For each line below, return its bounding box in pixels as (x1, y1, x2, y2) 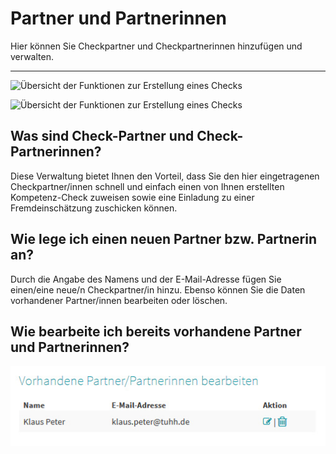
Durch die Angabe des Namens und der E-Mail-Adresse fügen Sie (10, 273, 282, 285)
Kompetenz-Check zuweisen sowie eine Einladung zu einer (10, 191, 255, 203)
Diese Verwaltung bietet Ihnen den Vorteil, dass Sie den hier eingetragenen (10, 170, 320, 182)
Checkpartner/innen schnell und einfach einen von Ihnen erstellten (10, 180, 285, 192)
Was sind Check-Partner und (10, 128, 195, 145)
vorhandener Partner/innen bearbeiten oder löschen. (10, 294, 228, 306)
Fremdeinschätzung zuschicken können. (10, 202, 178, 214)
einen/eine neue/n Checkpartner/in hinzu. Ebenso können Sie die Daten (10, 283, 306, 296)
